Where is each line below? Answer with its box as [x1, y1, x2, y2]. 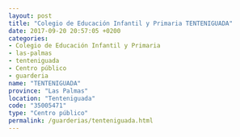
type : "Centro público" [8, 110, 89, 118]
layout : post [8, 11, 53, 20]
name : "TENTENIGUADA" [8, 79, 82, 87]
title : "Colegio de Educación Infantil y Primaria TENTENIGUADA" [8, 19, 233, 27]
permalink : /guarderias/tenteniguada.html [8, 117, 154, 125]
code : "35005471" [8, 102, 67, 110]
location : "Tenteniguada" [8, 94, 95, 102]
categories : [8, 34, 48, 43]
